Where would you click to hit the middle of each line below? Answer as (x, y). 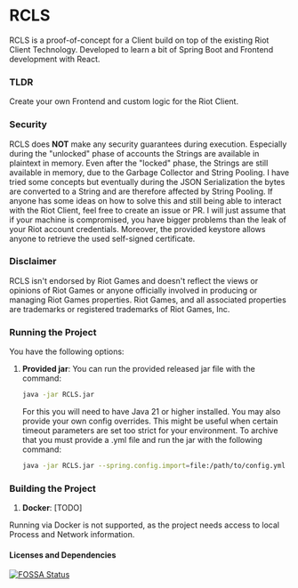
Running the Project (53, 332)
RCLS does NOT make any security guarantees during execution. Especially (148, 144)
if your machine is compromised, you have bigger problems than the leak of (148, 220)
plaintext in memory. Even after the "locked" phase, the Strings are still (139, 163)
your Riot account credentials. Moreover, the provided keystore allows (137, 229)
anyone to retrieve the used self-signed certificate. (102, 238)
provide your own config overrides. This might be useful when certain (150, 421)
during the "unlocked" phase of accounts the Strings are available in (134, 153)
